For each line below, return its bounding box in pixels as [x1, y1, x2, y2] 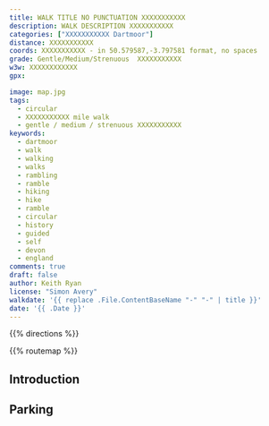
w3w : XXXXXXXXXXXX [9, 64, 78, 72]
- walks [17, 162, 46, 171]
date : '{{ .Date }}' [9, 303, 87, 313]
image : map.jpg [9, 87, 66, 97]
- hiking [17, 187, 50, 197]
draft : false [9, 270, 58, 280]
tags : [9, 96, 29, 105]
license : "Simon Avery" [9, 287, 98, 296]
